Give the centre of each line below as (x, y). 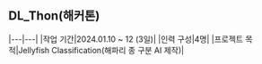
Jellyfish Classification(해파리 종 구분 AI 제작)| (101, 50)
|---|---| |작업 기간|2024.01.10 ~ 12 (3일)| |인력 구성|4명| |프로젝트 (126, 39)
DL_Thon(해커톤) (54, 16)
